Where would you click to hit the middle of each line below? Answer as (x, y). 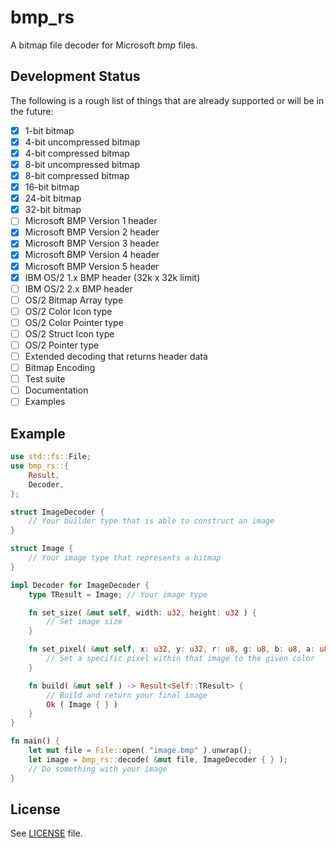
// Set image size (84, 622)
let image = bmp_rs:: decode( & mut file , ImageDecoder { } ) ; (158, 759)
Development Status (75, 76)
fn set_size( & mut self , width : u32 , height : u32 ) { (142, 612)
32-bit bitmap (53, 210)
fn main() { (35, 741)
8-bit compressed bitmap (77, 175)
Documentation (56, 390)
